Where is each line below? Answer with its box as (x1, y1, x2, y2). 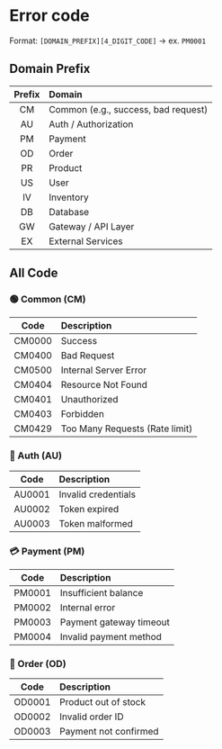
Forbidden (60, 408, 105, 420)
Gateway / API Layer (49, 220, 135, 232)
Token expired (58, 502, 120, 515)
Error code (9, 5, 90, 26)
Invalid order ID (59, 710, 124, 723)
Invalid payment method (59, 631, 162, 644)
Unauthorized (60, 393, 119, 406)
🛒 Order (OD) (9, 657, 67, 670)
